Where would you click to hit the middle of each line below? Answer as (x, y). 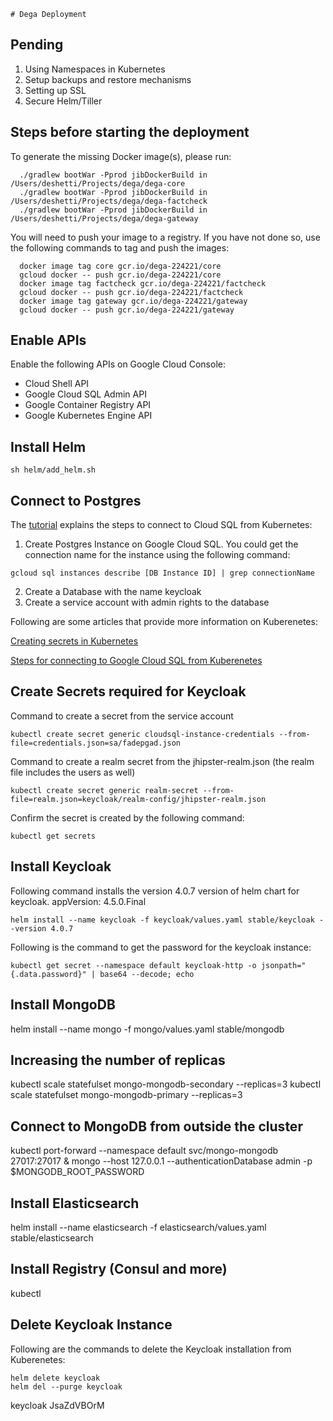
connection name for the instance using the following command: (157, 555)
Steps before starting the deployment (130, 132)
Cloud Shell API (57, 384)
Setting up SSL (55, 90)
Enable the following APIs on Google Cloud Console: (118, 364)
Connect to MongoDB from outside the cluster (156, 1126)
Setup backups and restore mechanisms (108, 79)
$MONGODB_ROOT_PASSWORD (77, 1172)
